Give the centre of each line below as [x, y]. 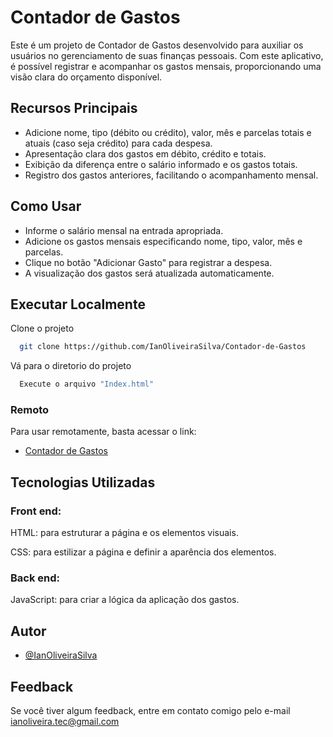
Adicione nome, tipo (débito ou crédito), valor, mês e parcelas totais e [168, 132]
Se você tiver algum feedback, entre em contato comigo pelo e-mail [150, 711]
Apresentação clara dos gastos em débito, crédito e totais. [145, 153]
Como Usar [46, 206]
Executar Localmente [78, 304]
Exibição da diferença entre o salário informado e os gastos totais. [161, 164]
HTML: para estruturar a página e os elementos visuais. [124, 533]
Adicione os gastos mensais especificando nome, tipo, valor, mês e [163, 241]
